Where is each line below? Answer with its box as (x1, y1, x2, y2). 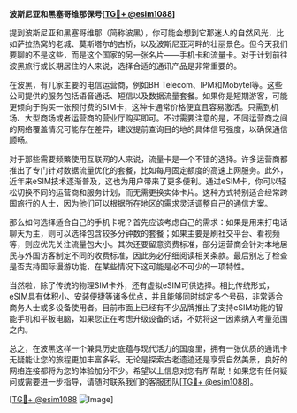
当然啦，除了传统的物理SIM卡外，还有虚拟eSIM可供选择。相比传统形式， (9, 280, 274, 291)
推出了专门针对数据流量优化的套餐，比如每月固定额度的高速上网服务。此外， (9, 165, 288, 175)
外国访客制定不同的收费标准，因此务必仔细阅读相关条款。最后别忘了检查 (24, 250, 288, 261)
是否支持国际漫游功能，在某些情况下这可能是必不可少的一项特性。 (9, 261, 249, 271)
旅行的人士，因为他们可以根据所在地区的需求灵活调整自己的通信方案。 (16, 199, 272, 208)
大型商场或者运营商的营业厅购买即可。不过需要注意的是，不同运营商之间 (24, 113, 288, 123)
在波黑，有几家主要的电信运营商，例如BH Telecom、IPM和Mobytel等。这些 (9, 80, 283, 90)
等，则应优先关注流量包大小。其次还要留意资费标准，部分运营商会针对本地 (9, 239, 280, 249)
